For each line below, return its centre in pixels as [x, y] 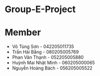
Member [23, 33]
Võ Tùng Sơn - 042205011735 [43, 47]
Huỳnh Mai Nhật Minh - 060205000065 [54, 63]
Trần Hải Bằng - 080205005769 [45, 52]
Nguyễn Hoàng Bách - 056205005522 [52, 68]
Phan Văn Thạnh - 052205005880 [48, 57]
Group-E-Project [40, 9]
